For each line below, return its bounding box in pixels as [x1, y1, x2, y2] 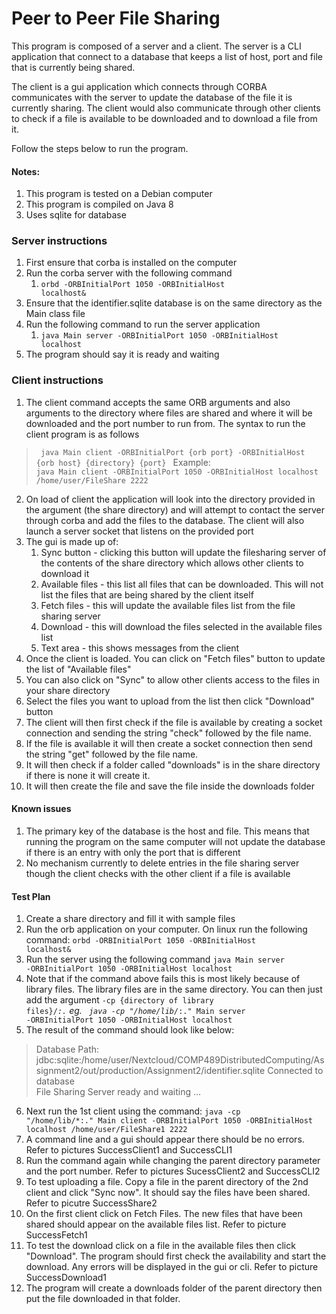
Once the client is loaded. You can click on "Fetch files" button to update [25, 652, 326, 664]
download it [40, 567, 90, 579]
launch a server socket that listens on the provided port [25, 525, 254, 537]
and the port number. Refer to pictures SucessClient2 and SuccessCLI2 [25, 1165, 321, 1177]
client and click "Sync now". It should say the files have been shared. [25, 1187, 311, 1199]
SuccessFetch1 [25, 1229, 88, 1241]
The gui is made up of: [25, 535, 119, 547]
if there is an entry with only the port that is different [25, 846, 241, 858]
